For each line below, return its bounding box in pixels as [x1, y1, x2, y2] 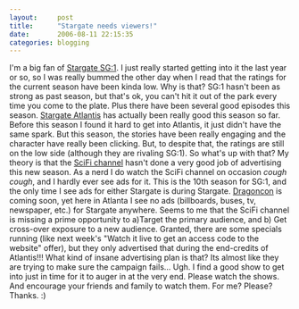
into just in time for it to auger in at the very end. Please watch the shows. [9, 271, 279, 282]
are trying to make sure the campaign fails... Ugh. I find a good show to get [9, 262, 285, 272]
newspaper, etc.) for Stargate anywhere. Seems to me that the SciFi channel [9, 205, 290, 215]
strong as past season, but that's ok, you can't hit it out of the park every [9, 91, 278, 102]
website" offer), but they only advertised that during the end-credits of [9, 243, 270, 254]
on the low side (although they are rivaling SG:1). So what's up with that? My [9, 148, 290, 159]
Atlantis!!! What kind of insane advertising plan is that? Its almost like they [9, 252, 279, 263]
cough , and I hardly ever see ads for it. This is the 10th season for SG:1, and [9, 176, 287, 188]
